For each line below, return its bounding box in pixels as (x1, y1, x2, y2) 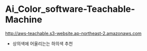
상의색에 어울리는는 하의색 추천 (12, 41, 73, 47)
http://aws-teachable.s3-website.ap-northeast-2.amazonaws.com (5, 30, 141, 36)
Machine (5, 14, 42, 25)
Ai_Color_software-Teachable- (5, 3, 135, 15)
